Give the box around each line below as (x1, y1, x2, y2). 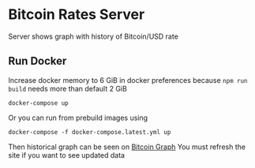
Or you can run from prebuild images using (8, 113, 148, 122)
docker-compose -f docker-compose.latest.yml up (8, 128, 171, 136)
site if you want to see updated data (8, 150, 125, 159)
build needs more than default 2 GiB (8, 84, 128, 93)
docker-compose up (8, 99, 69, 107)
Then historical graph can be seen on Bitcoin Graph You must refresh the (8, 142, 246, 151)
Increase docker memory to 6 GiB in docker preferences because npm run (8, 75, 248, 84)
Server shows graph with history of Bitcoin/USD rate (8, 32, 179, 41)
